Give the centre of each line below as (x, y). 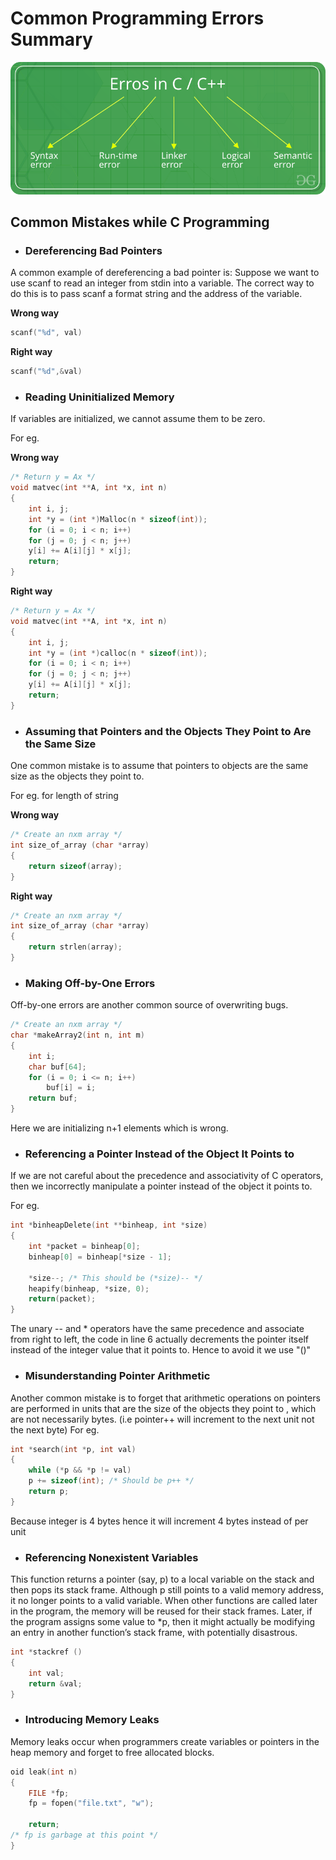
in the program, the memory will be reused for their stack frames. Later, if (161, 1611)
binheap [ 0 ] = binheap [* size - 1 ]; (100, 1257)
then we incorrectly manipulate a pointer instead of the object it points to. (161, 1186)
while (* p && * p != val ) (80, 1470)
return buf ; (53, 1098)
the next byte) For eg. (55, 1429)
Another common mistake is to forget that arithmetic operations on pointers (165, 1398)
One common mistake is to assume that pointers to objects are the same (159, 766)
